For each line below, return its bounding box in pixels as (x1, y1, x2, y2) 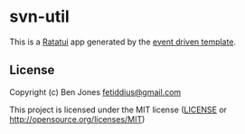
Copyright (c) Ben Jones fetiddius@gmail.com (9, 86, 182, 97)
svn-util (9, 6, 70, 27)
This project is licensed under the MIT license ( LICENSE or (9, 104, 228, 115)
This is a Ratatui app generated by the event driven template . (9, 36, 237, 47)
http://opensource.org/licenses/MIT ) (9, 113, 146, 124)
